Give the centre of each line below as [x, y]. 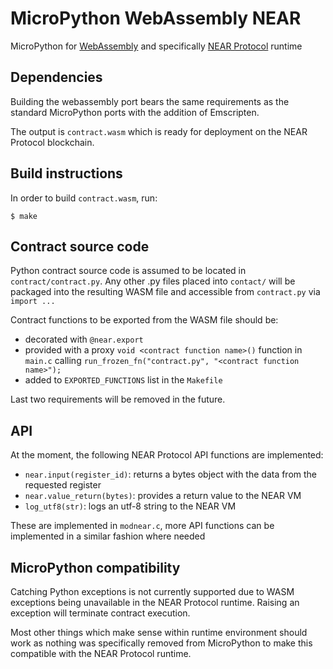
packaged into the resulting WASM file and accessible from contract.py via [165, 292]
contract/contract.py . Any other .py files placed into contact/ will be [153, 281]
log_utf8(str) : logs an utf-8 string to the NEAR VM [130, 506]
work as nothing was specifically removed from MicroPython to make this [161, 643]
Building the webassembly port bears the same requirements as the [150, 101]
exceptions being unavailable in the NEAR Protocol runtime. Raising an [155, 602]
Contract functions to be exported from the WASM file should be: [144, 320]
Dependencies [56, 77]
